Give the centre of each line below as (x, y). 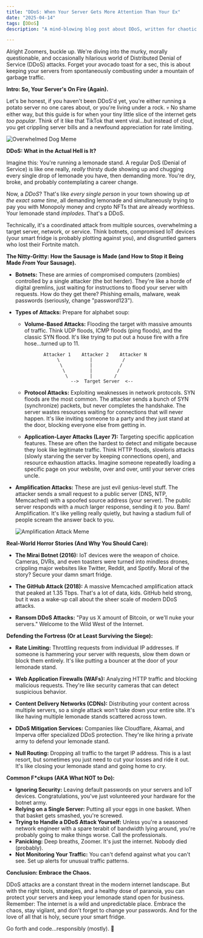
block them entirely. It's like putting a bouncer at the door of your (96, 661)
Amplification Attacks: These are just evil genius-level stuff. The (96, 487)
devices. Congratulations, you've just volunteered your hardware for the (105, 796)
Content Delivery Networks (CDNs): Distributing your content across (102, 703)
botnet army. (31, 803)
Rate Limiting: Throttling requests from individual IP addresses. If (97, 648)
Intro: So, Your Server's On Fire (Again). (57, 90)
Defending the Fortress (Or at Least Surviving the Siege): (80, 636)
